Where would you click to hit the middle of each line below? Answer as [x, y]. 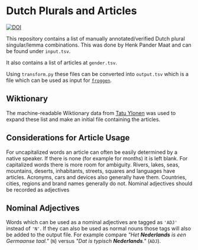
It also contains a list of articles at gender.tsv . [61, 63]
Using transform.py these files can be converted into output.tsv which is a [98, 74]
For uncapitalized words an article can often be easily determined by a [92, 152]
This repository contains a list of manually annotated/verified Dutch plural [95, 38]
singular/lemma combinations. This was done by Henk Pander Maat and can [99, 45]
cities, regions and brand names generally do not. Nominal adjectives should [99, 183]
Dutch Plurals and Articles [72, 11]
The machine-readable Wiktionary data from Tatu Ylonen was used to [91, 113]
